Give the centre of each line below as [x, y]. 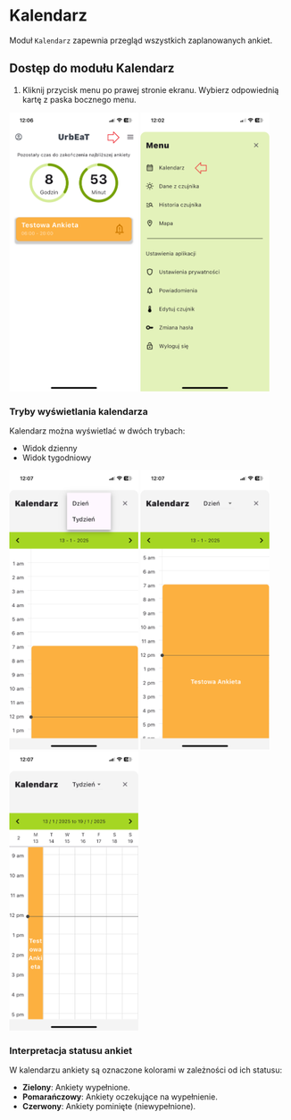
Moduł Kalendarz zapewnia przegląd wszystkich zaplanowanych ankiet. [141, 40]
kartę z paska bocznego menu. [79, 99]
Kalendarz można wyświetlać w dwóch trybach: [97, 431]
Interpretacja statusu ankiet [71, 1050]
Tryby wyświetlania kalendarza [79, 411]
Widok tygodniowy [57, 458]
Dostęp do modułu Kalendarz [92, 68]
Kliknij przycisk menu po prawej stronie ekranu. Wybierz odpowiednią [150, 89]
